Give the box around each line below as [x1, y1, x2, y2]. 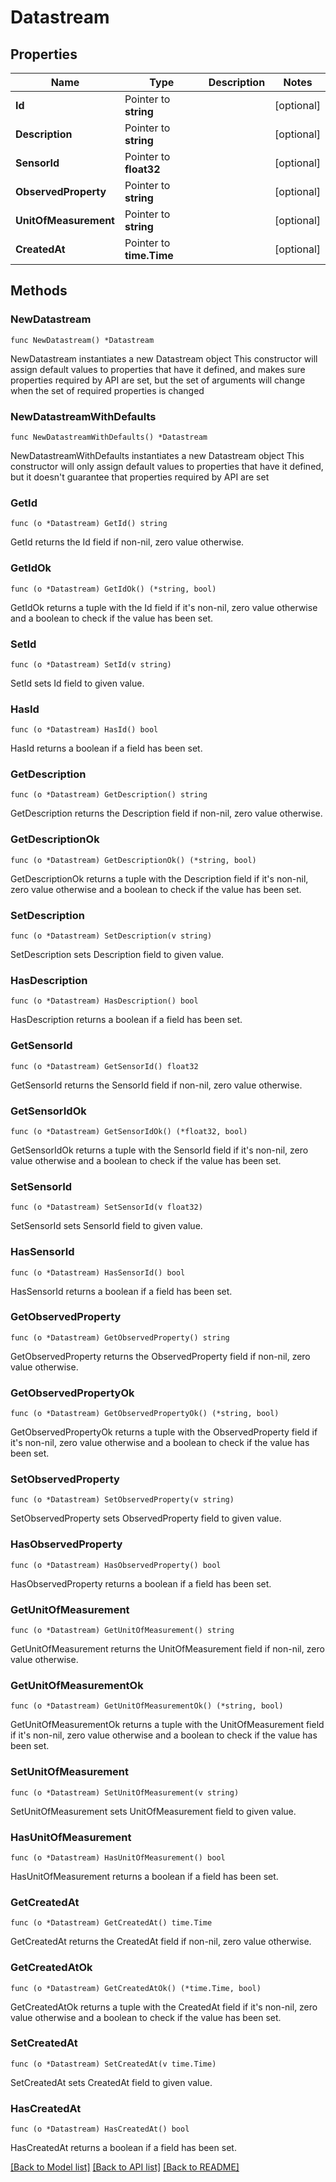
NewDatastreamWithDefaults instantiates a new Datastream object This [10, 449, 305, 461]
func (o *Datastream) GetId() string [10, 519, 168, 529]
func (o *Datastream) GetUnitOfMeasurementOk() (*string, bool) [10, 1701, 284, 1711]
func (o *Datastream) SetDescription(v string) [10, 931, 213, 941]
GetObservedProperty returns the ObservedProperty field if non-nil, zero [10, 1350, 311, 1362]
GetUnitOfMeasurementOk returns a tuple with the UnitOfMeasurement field [10, 1719, 325, 1731]
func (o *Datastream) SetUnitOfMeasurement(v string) [10, 1787, 240, 1798]
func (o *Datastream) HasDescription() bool [10, 996, 199, 1006]
